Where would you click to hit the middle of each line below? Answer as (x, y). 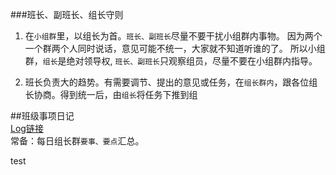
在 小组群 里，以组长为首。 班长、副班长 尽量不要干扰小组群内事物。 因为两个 (173, 36)
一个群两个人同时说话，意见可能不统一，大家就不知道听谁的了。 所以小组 (175, 48)
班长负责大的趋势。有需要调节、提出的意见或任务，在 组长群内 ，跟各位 (167, 82)
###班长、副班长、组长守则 (67, 14)
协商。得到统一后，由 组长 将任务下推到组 (115, 94)
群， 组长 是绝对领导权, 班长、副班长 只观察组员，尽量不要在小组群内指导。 (171, 61)
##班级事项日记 (42, 116)
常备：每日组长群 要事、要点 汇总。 (77, 141)
